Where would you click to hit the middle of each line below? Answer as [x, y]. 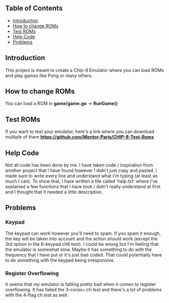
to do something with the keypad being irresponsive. [60, 260]
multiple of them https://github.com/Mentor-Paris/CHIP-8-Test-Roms [80, 137]
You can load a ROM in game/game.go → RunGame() [61, 104]
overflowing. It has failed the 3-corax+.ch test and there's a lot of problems [83, 290]
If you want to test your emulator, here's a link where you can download [80, 132]
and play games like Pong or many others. [49, 75]
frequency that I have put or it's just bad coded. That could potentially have [83, 254]
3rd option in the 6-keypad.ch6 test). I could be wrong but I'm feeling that [82, 244]
